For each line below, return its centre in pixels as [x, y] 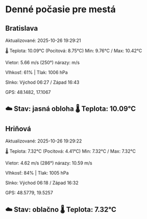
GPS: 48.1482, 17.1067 [28, 92]
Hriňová [18, 129]
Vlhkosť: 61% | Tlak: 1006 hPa [36, 72]
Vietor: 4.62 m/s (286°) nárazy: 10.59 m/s [49, 163]
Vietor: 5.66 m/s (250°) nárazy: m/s [43, 63]
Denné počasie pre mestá [60, 9]
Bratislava [22, 28]
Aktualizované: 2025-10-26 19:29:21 [43, 40]
